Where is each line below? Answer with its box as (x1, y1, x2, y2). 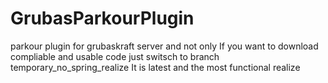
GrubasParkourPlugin (10, 7, 195, 30)
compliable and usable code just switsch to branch (10, 50, 220, 62)
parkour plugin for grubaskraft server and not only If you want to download (10, 40, 319, 52)
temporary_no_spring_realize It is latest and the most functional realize (10, 61, 301, 73)
